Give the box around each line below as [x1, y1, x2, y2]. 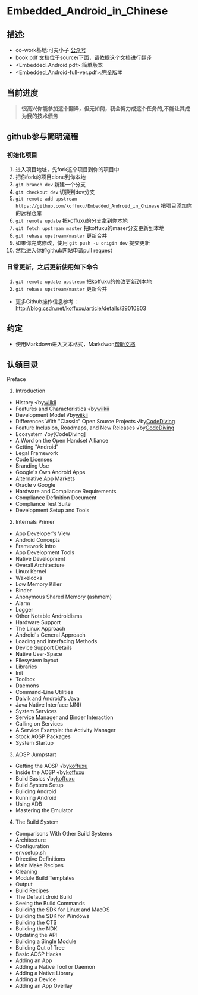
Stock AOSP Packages [15, 733, 71, 740]
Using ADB [15, 800, 42, 807]
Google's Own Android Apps [15, 469, 86, 476]
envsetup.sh [15, 849, 46, 856]
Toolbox [15, 676, 36, 683]
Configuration [15, 843, 49, 850]
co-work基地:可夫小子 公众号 [15, 47, 87, 53]
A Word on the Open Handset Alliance [15, 437, 109, 444]
